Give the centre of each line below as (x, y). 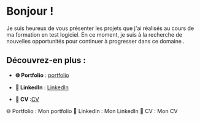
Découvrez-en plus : (46, 60)
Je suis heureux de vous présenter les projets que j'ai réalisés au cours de (100, 28)
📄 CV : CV (27, 99)
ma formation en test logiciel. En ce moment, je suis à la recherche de (94, 34)
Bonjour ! (30, 11)
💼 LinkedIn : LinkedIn (42, 87)
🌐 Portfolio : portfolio (42, 75)
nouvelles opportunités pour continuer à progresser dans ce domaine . (96, 41)
